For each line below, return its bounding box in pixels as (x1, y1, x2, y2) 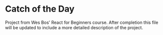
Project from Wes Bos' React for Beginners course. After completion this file (5, 19, 159, 25)
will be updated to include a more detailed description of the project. (5, 24, 143, 30)
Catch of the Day (5, 3, 75, 15)
